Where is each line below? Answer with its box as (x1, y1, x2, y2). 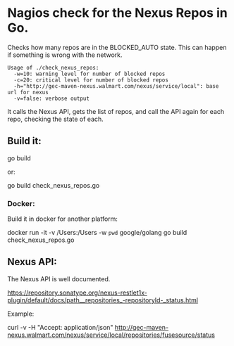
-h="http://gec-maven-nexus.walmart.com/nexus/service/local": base (13, 82, 219, 89)
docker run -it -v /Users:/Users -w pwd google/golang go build (7, 229, 187, 237)
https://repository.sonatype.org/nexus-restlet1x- (7, 288, 148, 297)
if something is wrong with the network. (7, 51, 123, 59)
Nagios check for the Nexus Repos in (7, 5, 228, 21)
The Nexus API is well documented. (7, 274, 111, 283)
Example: (7, 309, 35, 318)
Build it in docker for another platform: (7, 214, 118, 223)
